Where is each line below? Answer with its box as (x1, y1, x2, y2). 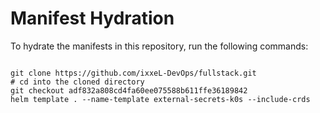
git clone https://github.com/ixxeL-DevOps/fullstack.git (10, 68, 257, 78)
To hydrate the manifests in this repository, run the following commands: (10, 40, 309, 52)
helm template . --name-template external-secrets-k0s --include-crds (10, 94, 311, 104)
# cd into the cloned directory (10, 77, 145, 87)
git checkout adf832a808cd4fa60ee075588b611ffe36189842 (10, 85, 248, 96)
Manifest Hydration (10, 7, 175, 30)
